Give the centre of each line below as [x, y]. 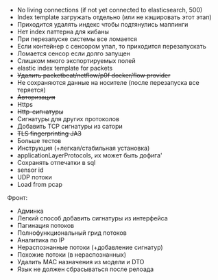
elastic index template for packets [65, 68]
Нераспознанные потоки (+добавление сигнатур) [90, 247]
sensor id [30, 170]
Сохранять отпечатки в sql [56, 163]
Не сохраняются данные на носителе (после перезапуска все [108, 82]
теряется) [31, 90]
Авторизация [36, 97]
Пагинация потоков [45, 226]
